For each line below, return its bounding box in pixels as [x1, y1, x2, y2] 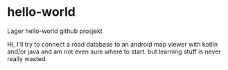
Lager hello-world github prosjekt [7, 27, 103, 35]
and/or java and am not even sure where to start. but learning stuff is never [7, 47, 222, 56]
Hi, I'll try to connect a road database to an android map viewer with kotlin [7, 40, 218, 48]
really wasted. [7, 54, 47, 62]
